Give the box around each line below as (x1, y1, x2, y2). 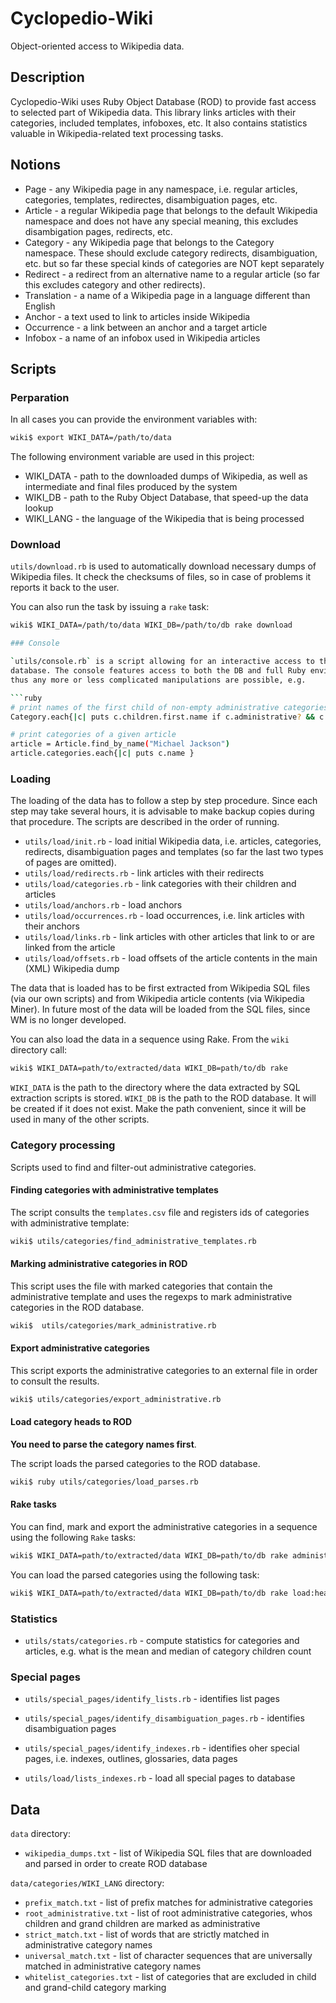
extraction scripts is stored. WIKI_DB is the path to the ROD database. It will (10, 1092, 317, 1104)
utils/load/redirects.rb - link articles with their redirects (24, 867, 265, 879)
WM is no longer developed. (10, 1014, 127, 1026)
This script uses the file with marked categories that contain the (10, 1280, 273, 1292)
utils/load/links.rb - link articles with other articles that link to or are (24, 931, 315, 943)
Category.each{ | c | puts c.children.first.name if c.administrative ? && (10, 712, 315, 722)
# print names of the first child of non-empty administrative (10, 702, 280, 712)
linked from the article (24, 942, 116, 954)
